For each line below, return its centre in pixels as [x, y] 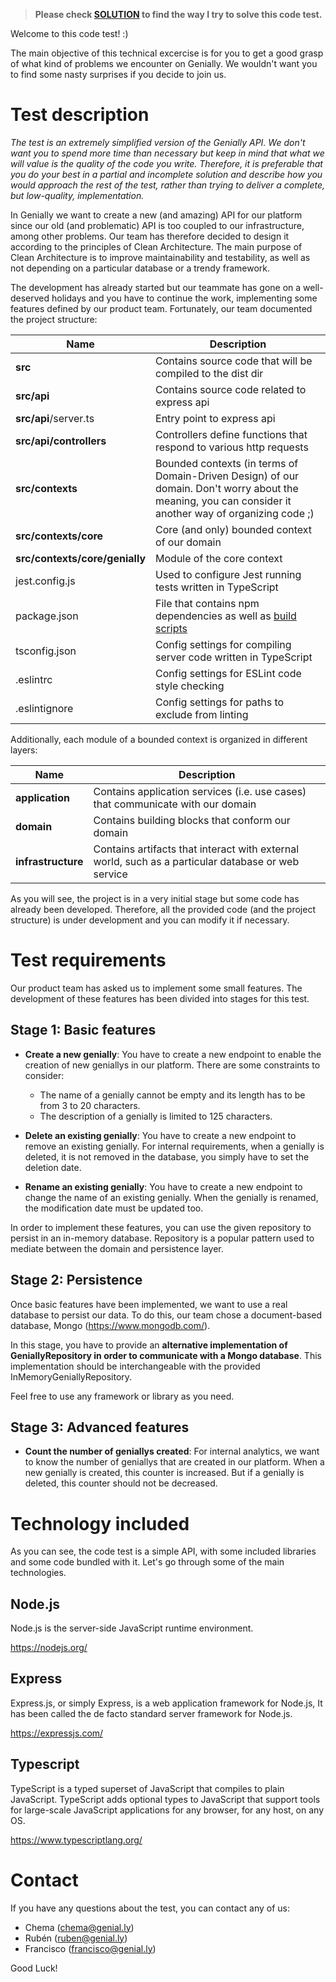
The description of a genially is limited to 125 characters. [156, 1116]
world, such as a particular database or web [196, 861]
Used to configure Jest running [228, 574]
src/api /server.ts [55, 418]
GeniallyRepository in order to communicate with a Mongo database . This [166, 1355]
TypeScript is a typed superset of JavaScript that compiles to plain [147, 1788]
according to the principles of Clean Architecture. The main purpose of [156, 246]
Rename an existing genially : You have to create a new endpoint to [163, 1186]
